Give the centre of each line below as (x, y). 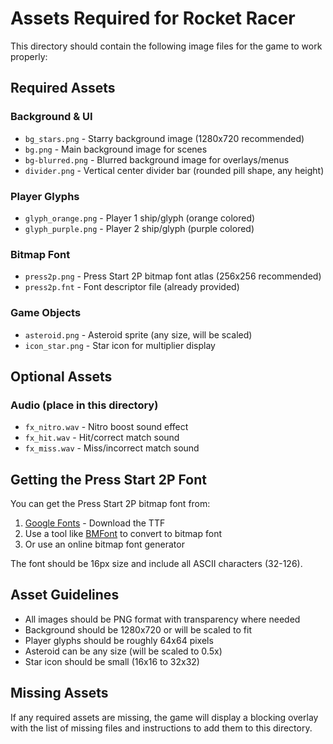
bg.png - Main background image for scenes (116, 149)
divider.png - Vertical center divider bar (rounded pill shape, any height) (174, 170)
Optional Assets (61, 376)
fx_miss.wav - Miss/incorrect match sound (112, 448)
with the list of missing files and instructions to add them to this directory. (161, 728)
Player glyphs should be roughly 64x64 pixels (119, 640)
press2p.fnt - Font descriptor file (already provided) (132, 287)
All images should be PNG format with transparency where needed (162, 619)
